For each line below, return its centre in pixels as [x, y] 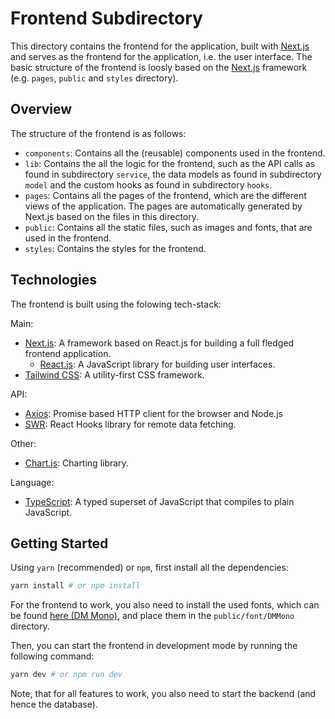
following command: [52, 656]
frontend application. [68, 353]
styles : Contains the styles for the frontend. [115, 248]
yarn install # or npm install [75, 586]
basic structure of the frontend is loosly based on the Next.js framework [159, 67]
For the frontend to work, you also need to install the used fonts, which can [165, 605]
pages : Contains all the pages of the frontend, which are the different [165, 195]
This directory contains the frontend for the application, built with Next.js [160, 46]
